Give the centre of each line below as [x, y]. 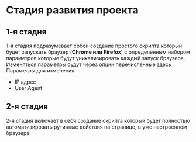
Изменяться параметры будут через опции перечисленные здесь [89, 64]
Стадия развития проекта [72, 10]
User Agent [28, 88]
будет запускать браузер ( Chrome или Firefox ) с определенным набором [98, 52]
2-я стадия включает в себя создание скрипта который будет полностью [98, 120]
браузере [18, 133]
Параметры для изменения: [41, 70]
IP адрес [25, 82]
